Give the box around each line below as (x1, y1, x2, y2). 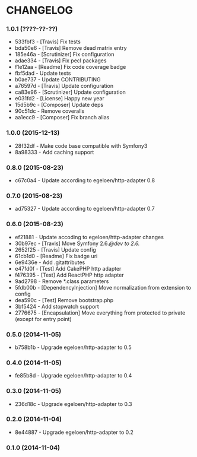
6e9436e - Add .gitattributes (14, 259, 85, 266)
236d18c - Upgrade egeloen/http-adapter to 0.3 (14, 400, 132, 407)
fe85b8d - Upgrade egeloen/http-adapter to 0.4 (14, 372, 132, 379)
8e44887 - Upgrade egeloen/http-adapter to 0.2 (14, 429, 134, 436)
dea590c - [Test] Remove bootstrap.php (14, 296, 114, 303)
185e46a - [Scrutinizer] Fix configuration (14, 51, 115, 58)
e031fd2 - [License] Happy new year (14, 95, 105, 102)
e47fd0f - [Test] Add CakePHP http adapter (14, 265, 122, 272)
